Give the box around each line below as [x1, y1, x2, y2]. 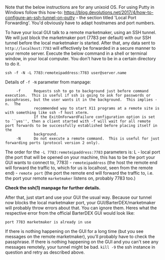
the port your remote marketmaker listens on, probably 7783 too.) [5, 175, 136, 181]
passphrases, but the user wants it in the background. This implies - [5, 97, 158, 102]
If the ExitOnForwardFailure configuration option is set [33, 114, 155, 119]
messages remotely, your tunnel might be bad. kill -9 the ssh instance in [5, 244, 156, 250]
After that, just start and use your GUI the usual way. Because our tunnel [5, 194, 152, 200]
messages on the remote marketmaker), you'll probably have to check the [5, 234, 155, 239]
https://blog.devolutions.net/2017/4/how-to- [64, 9, 154, 15]
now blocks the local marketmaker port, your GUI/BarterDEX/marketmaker [5, 200, 156, 205]
